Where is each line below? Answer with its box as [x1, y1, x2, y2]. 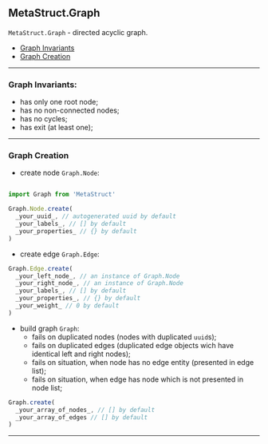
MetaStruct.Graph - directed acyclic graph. [8, 27, 148, 37]
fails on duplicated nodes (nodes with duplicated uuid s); [31, 331, 217, 342]
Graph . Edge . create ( [8, 264, 73, 272]
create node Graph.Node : [19, 168, 100, 178]
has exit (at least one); [19, 123, 93, 133]
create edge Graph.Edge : [19, 249, 100, 259]
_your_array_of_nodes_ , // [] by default [15, 406, 156, 414]
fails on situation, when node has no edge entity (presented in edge [31, 357, 254, 367]
